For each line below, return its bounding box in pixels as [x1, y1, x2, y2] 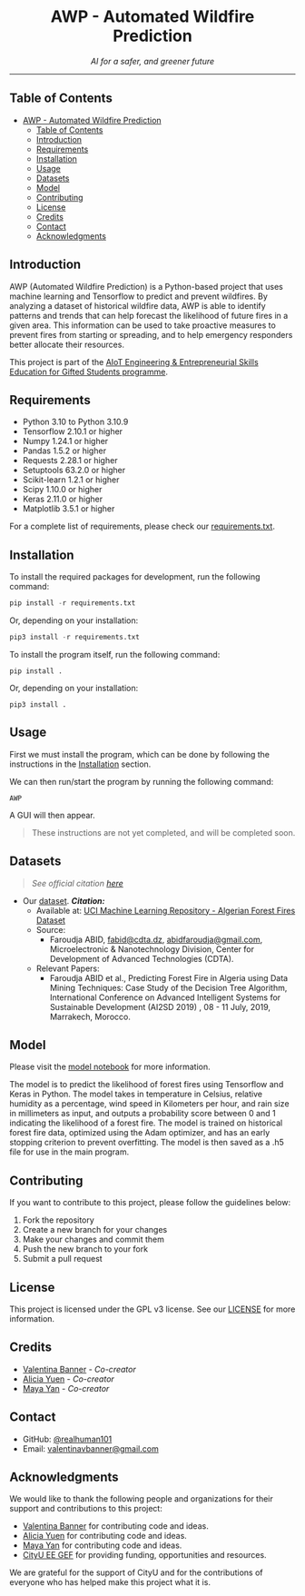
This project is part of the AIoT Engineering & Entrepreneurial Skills [9, 356, 259, 367]
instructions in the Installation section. [9, 758, 152, 769]
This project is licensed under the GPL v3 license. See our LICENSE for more [9, 1304, 296, 1314]
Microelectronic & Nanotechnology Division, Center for [49, 943, 255, 955]
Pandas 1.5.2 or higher [22, 445, 107, 456]
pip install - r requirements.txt [9, 599, 136, 608]
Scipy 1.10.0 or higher [22, 484, 103, 495]
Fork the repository [22, 1214, 95, 1225]
